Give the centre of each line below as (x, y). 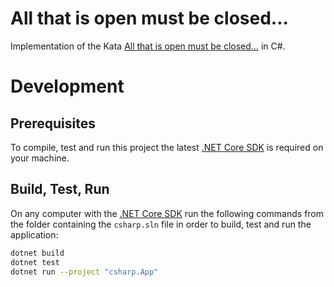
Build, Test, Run (60, 189)
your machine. (40, 158)
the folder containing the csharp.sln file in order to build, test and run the (161, 224)
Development (67, 86)
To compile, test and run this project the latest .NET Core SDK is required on (167, 147)
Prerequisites (53, 123)
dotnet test (35, 262)
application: (34, 234)
